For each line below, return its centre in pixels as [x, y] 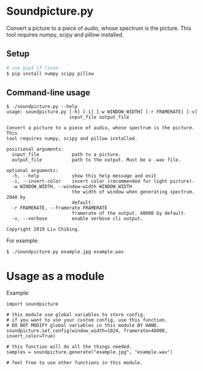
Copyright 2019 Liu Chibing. [43, 229]
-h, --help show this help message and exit [84, 176]
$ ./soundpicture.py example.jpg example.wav [65, 252]
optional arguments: [33, 171]
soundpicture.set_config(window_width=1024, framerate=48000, [87, 331]
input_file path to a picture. [66, 155]
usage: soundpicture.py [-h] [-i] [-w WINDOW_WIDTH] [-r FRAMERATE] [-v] [102, 112]
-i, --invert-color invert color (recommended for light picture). [103, 181]
